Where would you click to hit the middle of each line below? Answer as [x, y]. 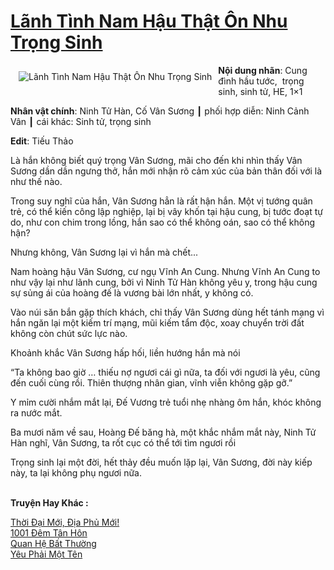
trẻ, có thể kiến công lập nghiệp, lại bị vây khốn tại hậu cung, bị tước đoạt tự [166, 211]
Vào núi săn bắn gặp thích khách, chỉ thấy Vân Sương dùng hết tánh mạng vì [167, 312]
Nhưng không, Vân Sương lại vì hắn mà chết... [104, 252]
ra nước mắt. [36, 412]
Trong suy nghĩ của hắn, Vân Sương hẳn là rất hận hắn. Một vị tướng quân [161, 201]
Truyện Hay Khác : [49, 502]
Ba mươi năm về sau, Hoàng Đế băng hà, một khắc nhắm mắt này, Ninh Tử [163, 432]
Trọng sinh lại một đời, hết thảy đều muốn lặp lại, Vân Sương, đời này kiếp [161, 462]
